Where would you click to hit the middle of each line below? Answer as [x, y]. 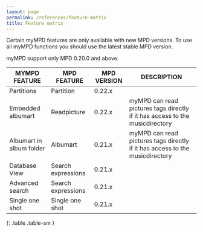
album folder [27, 149]
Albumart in [26, 141]
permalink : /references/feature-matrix [56, 18]
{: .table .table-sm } [31, 223]
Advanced [24, 183]
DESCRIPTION [162, 77]
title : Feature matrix [35, 23]
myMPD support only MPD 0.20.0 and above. [63, 59]
